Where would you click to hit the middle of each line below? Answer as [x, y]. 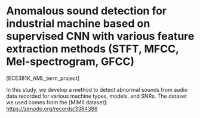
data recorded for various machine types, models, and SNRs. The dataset [96, 96]
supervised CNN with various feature [100, 36]
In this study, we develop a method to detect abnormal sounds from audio [97, 89]
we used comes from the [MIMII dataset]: [57, 102]
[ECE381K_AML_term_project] [43, 78]
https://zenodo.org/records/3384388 [52, 108]
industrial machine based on [78, 24]
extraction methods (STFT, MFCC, [93, 49]
